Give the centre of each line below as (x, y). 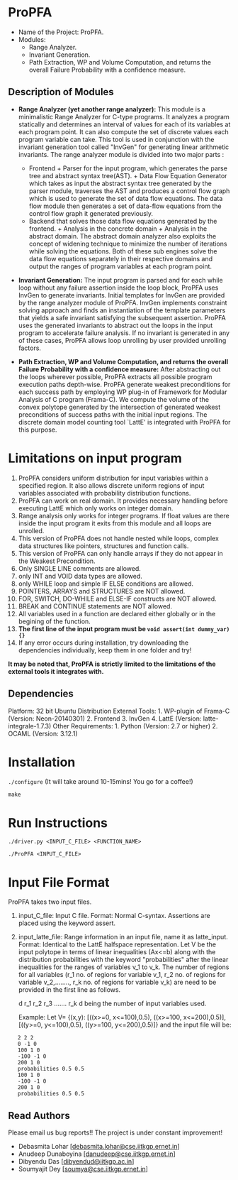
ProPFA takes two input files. (50, 902)
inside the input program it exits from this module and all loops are (115, 523)
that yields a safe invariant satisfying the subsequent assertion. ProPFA (122, 317)
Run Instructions (58, 823)
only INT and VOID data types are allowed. (80, 576)
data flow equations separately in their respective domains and (121, 258)
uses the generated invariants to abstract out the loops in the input (115, 325)
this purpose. (38, 430)
